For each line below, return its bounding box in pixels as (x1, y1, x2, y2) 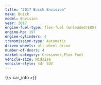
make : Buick (5, 12, 29, 17)
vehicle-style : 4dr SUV (5, 61, 53, 66)
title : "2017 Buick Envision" (5, 7, 67, 12)
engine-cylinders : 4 (5, 34, 47, 39)
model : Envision (5, 16, 38, 21)
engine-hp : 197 (5, 30, 36, 34)
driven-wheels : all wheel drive (5, 43, 70, 48)
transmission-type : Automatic (5, 39, 67, 44)
